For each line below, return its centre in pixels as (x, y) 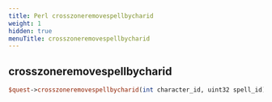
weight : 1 (25, 23)
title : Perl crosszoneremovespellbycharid (81, 16)
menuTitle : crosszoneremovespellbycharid (79, 38)
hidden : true (30, 31)
